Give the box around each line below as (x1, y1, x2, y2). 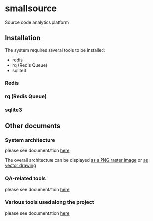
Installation (5, 34, 41, 42)
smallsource (5, 3, 57, 14)
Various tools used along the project (5, 199, 94, 206)
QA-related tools (5, 175, 46, 182)
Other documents (5, 121, 61, 130)
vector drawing (5, 162, 36, 169)
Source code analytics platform (5, 19, 69, 25)
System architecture (5, 136, 55, 143)
